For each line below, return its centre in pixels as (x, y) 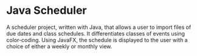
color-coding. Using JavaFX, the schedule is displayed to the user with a (97, 40)
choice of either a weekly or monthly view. (59, 46)
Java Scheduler (47, 11)
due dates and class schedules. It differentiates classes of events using (96, 33)
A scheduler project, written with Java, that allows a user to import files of (99, 27)
